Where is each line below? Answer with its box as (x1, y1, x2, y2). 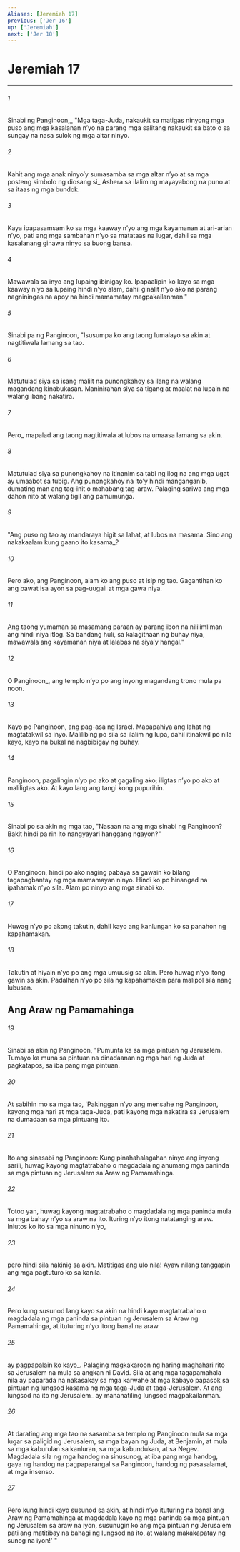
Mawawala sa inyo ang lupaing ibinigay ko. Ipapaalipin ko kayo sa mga (7, 277, 215, 286)
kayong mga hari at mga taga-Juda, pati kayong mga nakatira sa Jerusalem (7, 1107, 230, 1115)
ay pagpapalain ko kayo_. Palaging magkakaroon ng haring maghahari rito (7, 1361, 225, 1369)
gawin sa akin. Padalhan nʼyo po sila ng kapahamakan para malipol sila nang (7, 975, 232, 984)
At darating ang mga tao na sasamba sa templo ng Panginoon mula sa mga (7, 1429, 228, 1438)
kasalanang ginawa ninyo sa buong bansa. (7, 239, 133, 247)
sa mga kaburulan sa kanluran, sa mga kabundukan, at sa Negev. (7, 1444, 199, 1453)
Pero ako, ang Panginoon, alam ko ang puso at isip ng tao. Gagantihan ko (7, 577, 223, 585)
